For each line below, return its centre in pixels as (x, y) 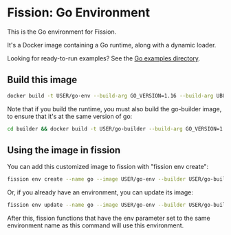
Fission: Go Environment (78, 13)
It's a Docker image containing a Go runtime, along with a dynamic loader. (112, 45)
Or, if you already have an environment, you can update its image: (100, 192)
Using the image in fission (64, 150)
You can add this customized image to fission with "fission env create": (108, 167)
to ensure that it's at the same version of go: (70, 116)
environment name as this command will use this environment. (96, 225)
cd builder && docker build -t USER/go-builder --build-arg (95, 128)
